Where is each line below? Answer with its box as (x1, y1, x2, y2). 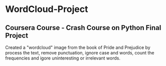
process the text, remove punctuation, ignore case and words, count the (5, 50, 154, 55)
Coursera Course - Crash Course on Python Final (5, 23, 161, 32)
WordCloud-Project (5, 3, 88, 15)
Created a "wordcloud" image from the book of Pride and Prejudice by (5, 44, 150, 50)
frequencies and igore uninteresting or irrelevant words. (5, 55, 120, 61)
